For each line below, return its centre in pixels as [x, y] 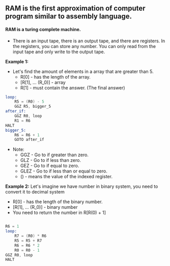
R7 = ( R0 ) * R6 [31, 236]
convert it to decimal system [35, 192]
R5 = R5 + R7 [28, 240]
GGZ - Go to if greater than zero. [54, 155]
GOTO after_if [29, 140]
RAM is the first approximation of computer [76, 8]
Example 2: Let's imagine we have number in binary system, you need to [82, 186]
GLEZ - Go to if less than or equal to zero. [64, 171]
